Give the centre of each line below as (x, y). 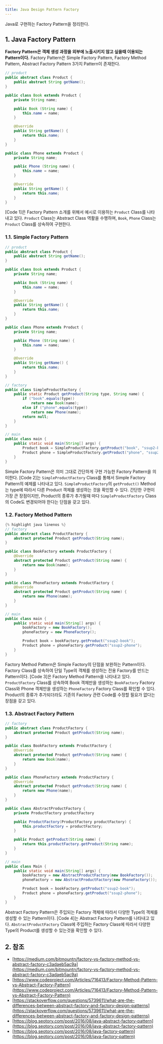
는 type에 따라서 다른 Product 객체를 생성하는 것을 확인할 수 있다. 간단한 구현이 (80, 489)
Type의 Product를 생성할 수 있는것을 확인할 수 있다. (54, 930)
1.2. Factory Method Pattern (39, 515)
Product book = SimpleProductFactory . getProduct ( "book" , (81, 448)
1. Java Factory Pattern (41, 40)
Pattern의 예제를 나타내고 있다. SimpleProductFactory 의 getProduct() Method (81, 484)
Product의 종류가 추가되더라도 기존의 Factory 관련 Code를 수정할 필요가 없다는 (80, 695)
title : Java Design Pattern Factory (42, 9)
